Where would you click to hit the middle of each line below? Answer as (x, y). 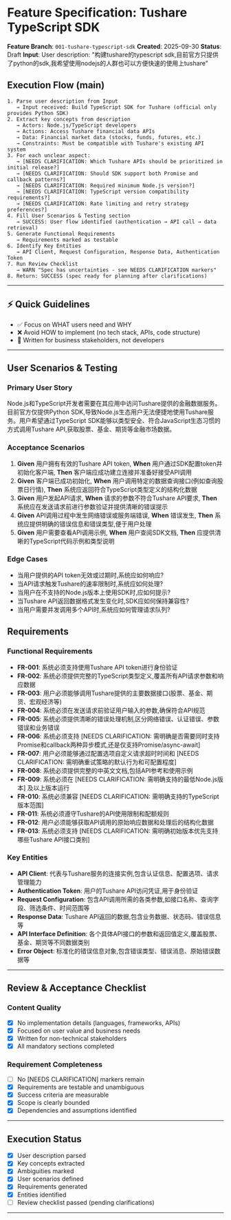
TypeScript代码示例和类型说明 (72, 541)
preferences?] (27, 209)
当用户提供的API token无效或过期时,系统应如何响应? (90, 575)
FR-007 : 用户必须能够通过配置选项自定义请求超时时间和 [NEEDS (108, 753)
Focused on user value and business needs (79, 1031)
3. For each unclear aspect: (49, 155)
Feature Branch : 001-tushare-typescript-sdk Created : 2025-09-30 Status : (114, 46)
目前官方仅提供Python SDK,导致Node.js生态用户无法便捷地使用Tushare (108, 412)
